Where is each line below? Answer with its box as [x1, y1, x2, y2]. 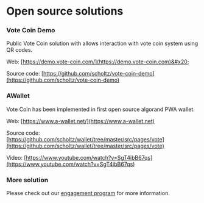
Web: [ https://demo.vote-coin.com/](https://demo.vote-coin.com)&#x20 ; [6, 58, 189, 65]
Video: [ [6, 154, 26, 161]
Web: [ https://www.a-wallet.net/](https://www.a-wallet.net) [6, 117, 155, 124]
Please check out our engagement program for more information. [6, 190, 171, 197]
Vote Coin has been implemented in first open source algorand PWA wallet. [6, 105, 195, 113]
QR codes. [6, 46, 33, 54]
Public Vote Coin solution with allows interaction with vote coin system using [6, 40, 199, 47]
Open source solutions [6, 4, 124, 18]
